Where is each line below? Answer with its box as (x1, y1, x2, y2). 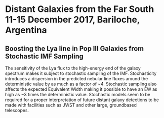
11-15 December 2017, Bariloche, (5, 14, 140, 25)
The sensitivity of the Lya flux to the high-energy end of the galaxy (5, 65, 141, 71)
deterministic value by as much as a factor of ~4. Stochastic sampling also (5, 81, 157, 87)
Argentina (5, 25, 47, 36)
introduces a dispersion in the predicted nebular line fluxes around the (5, 76, 148, 81)
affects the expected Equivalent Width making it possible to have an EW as (5, 86, 157, 92)
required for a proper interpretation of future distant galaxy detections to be (5, 97, 159, 103)
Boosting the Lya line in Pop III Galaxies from (5, 44, 144, 53)
